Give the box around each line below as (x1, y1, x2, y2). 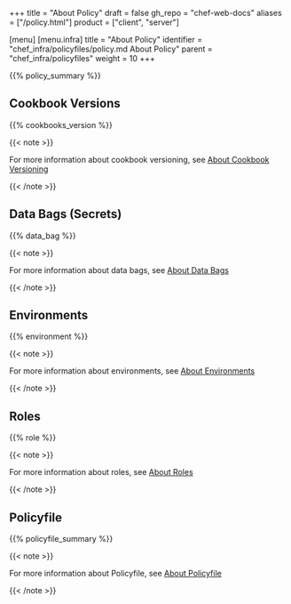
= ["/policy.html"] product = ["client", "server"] (9, 17, 180, 28)
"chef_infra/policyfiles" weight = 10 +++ (9, 53, 155, 63)
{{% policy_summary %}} (9, 70, 102, 81)
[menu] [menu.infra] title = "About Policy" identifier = (9, 35, 203, 44)
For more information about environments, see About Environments (9, 366, 256, 376)
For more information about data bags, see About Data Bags (9, 264, 229, 275)
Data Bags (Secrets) (9, 206, 122, 221)
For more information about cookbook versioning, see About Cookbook (9, 154, 270, 165)
